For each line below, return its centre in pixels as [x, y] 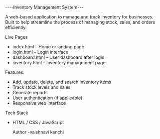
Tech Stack [17, 113]
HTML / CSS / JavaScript [38, 122]
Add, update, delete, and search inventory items [62, 82]
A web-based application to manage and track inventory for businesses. [79, 17]
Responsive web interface [39, 103]
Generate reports [30, 92]
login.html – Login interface [40, 52]
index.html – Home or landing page [48, 47]
